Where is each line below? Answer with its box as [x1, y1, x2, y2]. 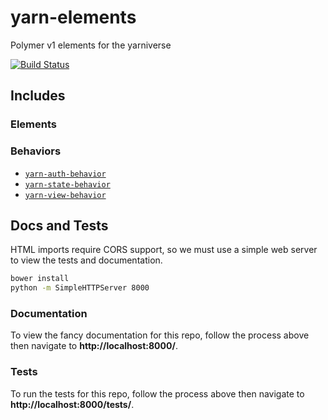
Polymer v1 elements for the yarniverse [10, 39, 172, 51]
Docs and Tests [10, 217, 109, 234]
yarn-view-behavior [24, 190, 107, 200]
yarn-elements [10, 6, 137, 29]
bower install [10, 274, 70, 284]
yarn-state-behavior [24, 179, 111, 190]
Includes [10, 87, 66, 105]
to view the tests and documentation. [10, 254, 163, 266]
